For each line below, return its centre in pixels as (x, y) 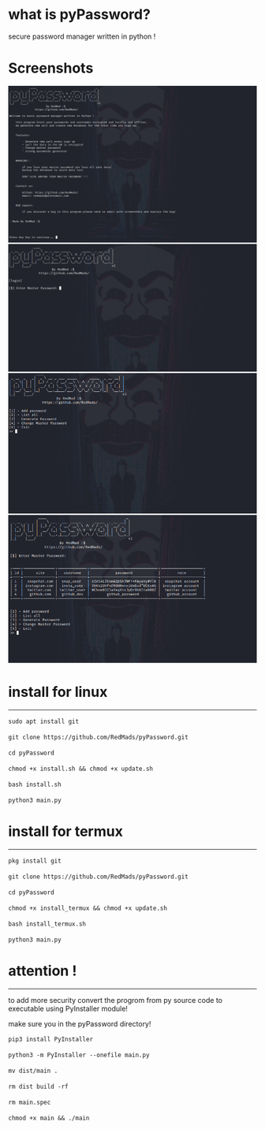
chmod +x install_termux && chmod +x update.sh (88, 908)
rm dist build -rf (38, 1086)
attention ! (43, 971)
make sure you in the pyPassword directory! (80, 1023)
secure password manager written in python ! (82, 36)
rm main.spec (30, 1102)
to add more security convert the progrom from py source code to (116, 1000)
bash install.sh (35, 784)
